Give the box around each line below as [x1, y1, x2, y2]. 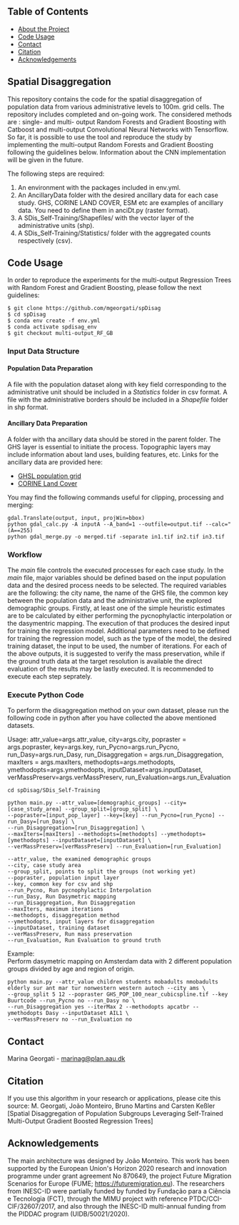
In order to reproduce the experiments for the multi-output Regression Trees [7, 276, 232, 284]
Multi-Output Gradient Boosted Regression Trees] [7, 1116, 153, 1125]
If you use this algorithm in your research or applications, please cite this [7, 1094, 221, 1102]
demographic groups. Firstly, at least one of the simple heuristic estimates [7, 604, 225, 613]
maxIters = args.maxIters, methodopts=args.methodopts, [7, 758, 176, 766]
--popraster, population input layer [7, 874, 120, 881]
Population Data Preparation [7, 364, 93, 372]
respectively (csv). [17, 236, 73, 245]
